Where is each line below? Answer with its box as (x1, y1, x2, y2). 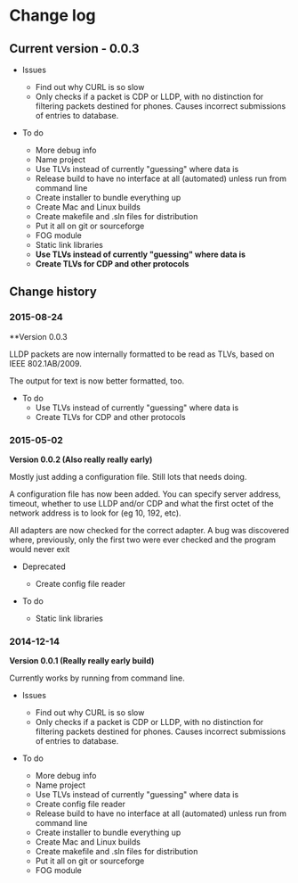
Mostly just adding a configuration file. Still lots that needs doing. (9, 471, 247, 482)
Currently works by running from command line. (9, 673, 185, 683)
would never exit (9, 543, 70, 554)
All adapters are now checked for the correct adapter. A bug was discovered (9, 524, 290, 535)
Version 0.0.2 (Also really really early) (9, 454, 153, 465)
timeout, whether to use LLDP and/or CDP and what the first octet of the (9, 498, 274, 508)
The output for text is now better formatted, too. (9, 375, 185, 386)
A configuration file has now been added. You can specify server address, (9, 488, 282, 499)
